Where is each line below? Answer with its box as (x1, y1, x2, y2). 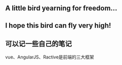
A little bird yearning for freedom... (5, 4, 117, 13)
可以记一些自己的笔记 (5, 40, 72, 48)
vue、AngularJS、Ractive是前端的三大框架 (5, 54, 95, 60)
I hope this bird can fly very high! (5, 21, 111, 30)
